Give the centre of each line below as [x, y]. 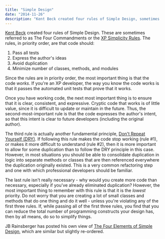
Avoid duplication [30, 63]
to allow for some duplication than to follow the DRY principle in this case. [80, 150]
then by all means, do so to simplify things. [49, 217]
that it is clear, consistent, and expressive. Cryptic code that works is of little [82, 103]
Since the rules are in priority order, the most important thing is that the [77, 78]
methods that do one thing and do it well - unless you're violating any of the [82, 201]
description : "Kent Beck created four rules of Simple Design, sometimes [82, 19]
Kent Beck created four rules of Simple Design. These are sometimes [75, 33]
